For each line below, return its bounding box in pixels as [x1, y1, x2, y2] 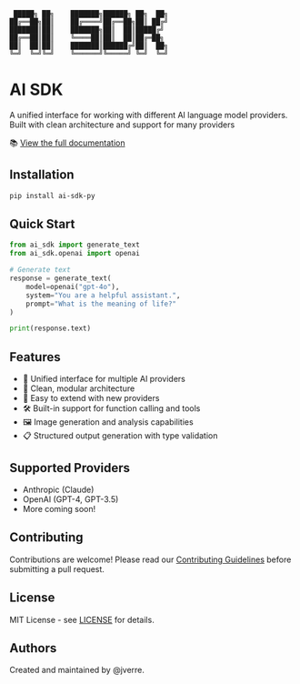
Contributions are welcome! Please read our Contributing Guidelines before [9, 554, 292, 565]
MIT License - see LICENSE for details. [9, 614, 155, 625]
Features [9, 349, 61, 365]
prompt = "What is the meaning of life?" [25, 299, 177, 308]
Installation [9, 167, 75, 183]
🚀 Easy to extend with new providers [22, 393, 160, 404]
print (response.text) [9, 324, 92, 333]
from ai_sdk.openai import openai [9, 249, 141, 258]
